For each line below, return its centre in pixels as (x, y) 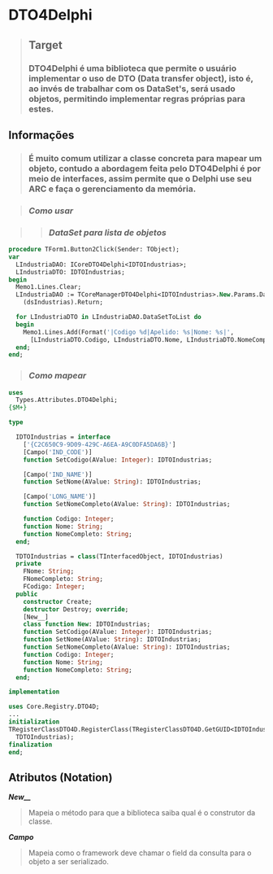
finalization (30, 745)
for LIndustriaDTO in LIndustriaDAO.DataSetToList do (108, 317)
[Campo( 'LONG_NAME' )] (59, 497)
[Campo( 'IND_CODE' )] (58, 452)
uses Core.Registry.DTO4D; (54, 707)
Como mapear (57, 376)
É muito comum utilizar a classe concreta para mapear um (145, 158)
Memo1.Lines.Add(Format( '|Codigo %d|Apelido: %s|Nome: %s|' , (128, 332)
